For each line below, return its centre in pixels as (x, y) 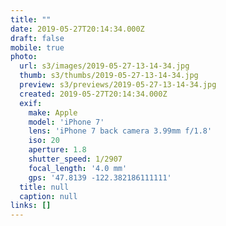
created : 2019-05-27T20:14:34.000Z (93, 94)
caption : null (48, 196)
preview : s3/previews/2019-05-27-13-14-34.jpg (118, 85)
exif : (31, 103)
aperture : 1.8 (57, 150)
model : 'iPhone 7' (66, 122)
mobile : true (37, 47)
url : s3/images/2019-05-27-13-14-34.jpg (104, 66)
